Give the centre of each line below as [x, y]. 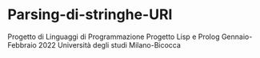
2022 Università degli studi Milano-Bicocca [110, 44]
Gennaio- [237, 37]
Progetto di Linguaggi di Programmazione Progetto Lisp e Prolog [114, 37]
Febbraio [22, 44]
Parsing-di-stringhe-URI [90, 15]
